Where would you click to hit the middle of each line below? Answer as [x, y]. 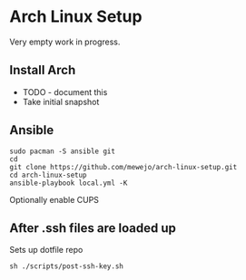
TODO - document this [65, 92]
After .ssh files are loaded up [93, 228]
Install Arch [43, 70]
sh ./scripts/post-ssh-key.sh [67, 266]
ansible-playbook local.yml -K [69, 183]
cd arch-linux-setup [49, 175]
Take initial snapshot [61, 101]
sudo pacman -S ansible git [63, 151]
